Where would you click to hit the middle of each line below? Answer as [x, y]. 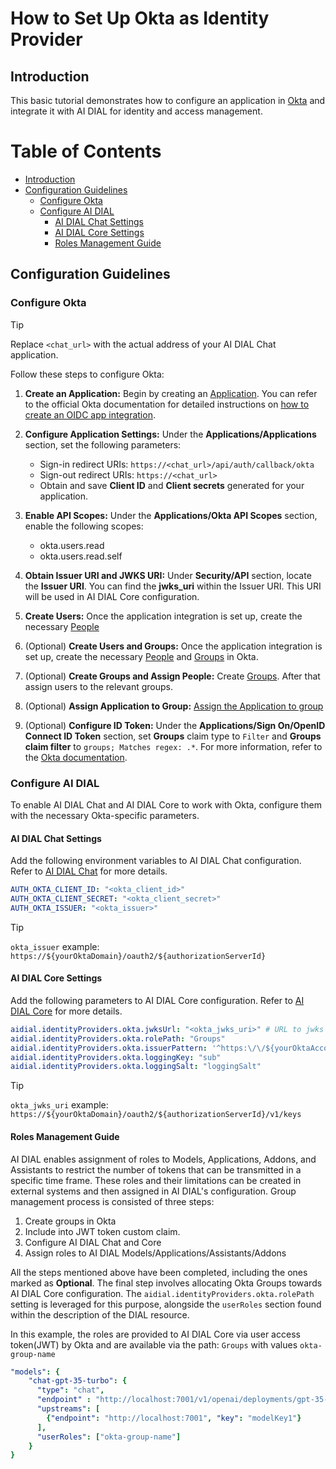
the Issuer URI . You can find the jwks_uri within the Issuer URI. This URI [173, 586]
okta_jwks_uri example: [59, 1105]
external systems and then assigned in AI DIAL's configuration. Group [153, 1191]
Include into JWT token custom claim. [102, 1231]
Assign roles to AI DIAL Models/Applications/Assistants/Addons [155, 1253]
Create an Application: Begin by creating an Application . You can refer [171, 393]
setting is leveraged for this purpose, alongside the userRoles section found [166, 1304]
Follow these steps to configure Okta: [87, 374]
